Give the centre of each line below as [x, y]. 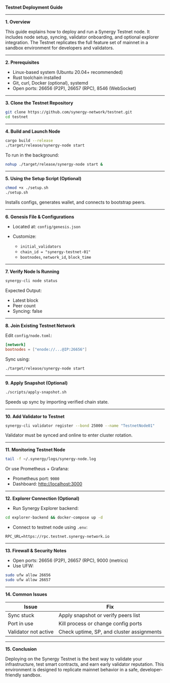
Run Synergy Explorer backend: [46, 508]
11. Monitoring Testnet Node [35, 450]
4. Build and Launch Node [33, 131]
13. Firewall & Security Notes [36, 551]
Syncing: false [27, 311]
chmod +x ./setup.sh [27, 188]
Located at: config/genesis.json [47, 227]
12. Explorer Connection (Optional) [42, 499]
